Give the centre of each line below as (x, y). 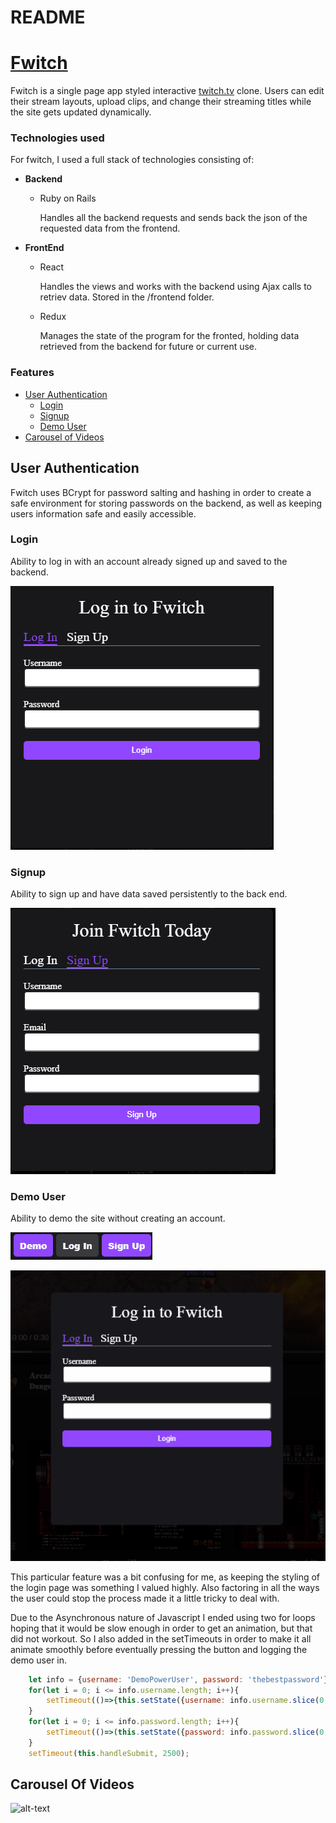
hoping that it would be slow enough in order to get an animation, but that (161, 1628)
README (48, 17)
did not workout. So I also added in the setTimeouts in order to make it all (161, 1638)
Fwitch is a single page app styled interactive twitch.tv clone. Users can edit (167, 91)
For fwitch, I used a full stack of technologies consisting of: (132, 160)
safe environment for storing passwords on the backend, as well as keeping (166, 503)
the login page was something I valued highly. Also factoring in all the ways (165, 1587)
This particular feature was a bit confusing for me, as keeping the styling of (165, 1577)
